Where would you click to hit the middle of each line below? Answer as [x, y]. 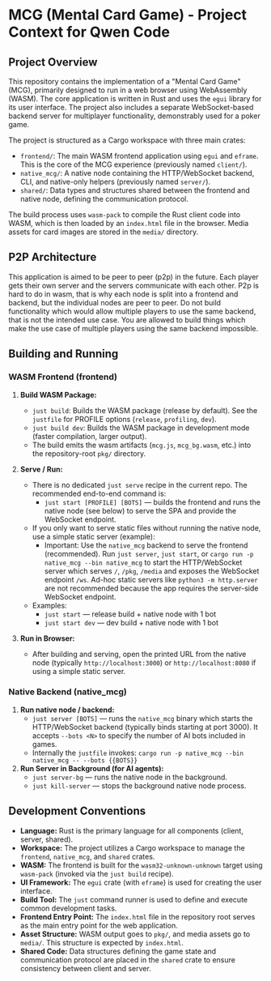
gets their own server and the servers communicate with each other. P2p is [133, 285]
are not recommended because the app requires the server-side [151, 588]
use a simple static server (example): [93, 536]
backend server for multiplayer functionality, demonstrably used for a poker [134, 116]
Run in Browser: [47, 638]
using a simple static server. [79, 671]
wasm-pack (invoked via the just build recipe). [97, 873]
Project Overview [53, 62]
